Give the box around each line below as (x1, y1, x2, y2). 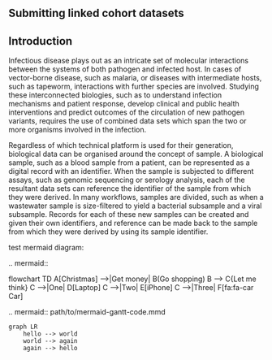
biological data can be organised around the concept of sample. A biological (8, 150, 264, 159)
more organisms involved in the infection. (8, 125, 147, 135)
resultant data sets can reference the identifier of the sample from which (8, 184, 252, 193)
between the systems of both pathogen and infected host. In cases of (8, 64, 242, 74)
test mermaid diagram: (8, 243, 84, 253)
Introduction (8, 34, 73, 48)
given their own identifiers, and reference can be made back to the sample (8, 219, 258, 228)
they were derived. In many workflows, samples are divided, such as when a (8, 193, 264, 202)
